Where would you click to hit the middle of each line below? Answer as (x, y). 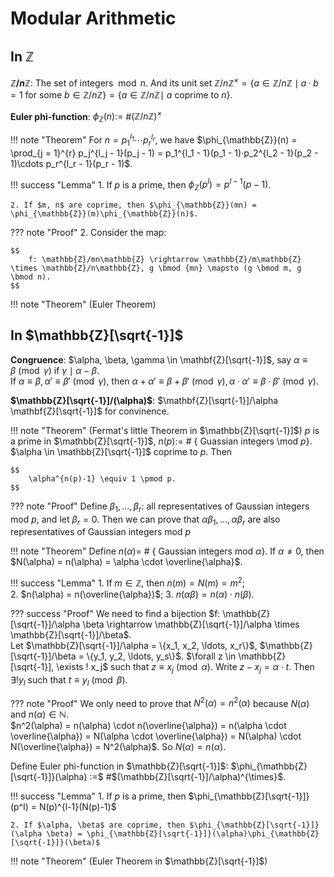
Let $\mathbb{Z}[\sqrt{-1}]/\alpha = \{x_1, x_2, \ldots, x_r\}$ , (134, 646)
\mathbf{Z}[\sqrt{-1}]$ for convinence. (90, 411)
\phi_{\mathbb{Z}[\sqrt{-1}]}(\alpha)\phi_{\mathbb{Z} (203, 834)
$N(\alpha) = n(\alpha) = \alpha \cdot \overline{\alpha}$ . (126, 562)
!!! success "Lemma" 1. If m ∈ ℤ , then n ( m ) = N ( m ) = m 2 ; (128, 582)
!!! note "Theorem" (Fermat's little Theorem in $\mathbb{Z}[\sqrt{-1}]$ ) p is (165, 430)
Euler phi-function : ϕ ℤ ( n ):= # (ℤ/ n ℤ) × (86, 116)
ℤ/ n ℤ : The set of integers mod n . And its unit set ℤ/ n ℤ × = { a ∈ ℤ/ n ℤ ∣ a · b (164, 82)
